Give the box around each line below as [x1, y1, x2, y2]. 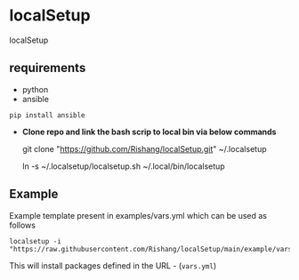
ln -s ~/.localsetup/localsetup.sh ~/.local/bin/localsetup [21, 161, 225, 172]
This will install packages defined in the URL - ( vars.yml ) [9, 260, 217, 271]
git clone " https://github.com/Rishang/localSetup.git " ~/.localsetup [21, 143, 267, 154]
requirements [9, 60, 86, 76]
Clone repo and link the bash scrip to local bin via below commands [21, 126, 277, 137]
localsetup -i [9, 236, 62, 245]
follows [9, 220, 36, 230]
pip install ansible [9, 110, 86, 120]
